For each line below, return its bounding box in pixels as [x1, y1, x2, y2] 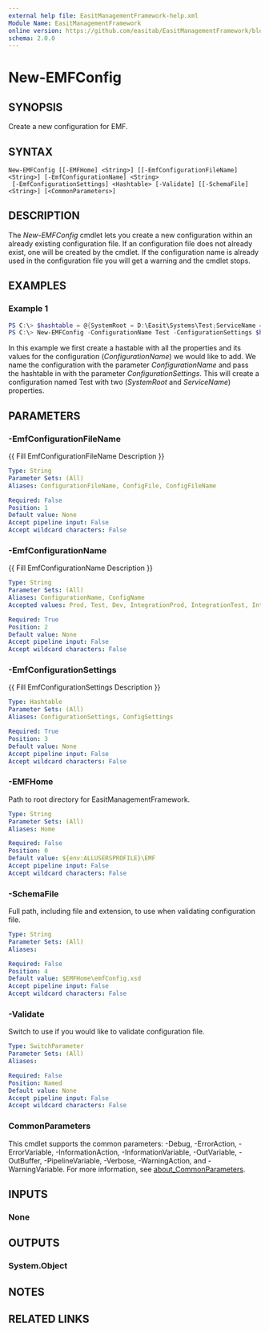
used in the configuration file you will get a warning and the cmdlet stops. [8, 256, 251, 265]
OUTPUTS [8, 1236, 60, 1250]
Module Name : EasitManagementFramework [8, 19, 142, 27]
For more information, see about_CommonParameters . [66, 1164, 246, 1174]
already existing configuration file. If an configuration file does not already [8, 238, 253, 249]
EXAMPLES [8, 279, 66, 293]
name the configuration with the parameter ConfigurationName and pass [8, 360, 249, 370]
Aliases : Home [8, 825, 56, 833]
